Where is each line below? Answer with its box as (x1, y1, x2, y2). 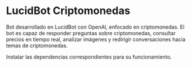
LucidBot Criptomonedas (6, 4, 131, 18)
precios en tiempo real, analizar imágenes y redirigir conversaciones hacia (6, 36, 186, 43)
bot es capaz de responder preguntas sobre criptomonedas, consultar (6, 29, 176, 36)
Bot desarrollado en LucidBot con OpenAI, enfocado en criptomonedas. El (6, 23, 185, 30)
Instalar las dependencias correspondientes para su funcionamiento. (6, 53, 172, 60)
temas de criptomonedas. (6, 42, 68, 49)
